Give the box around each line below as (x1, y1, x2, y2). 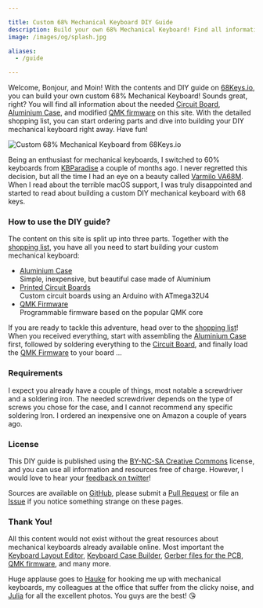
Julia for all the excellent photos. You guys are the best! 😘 (8, 591, 196, 601)
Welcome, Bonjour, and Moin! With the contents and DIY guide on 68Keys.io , (8, 83, 255, 93)
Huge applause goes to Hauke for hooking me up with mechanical (8, 574, 222, 584)
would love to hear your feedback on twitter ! (8, 473, 151, 483)
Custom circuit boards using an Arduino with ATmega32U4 (19, 291, 210, 301)
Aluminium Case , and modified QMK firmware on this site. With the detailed (8, 108, 251, 118)
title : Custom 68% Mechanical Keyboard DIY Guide (8, 18, 174, 26)
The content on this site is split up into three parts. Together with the (8, 234, 229, 244)
